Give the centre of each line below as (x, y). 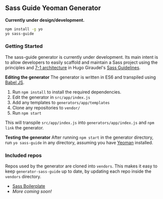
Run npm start (27, 113)
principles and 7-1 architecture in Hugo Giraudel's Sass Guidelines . (73, 67)
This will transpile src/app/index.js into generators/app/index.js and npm (80, 122)
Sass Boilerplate (29, 186)
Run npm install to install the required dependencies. (67, 92)
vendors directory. (23, 177)
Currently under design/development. (45, 20)
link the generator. (25, 127)
